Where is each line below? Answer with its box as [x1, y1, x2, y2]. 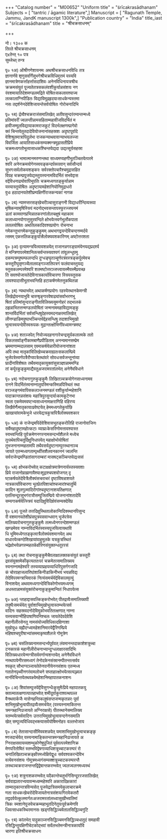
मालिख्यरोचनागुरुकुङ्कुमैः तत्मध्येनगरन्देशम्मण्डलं [5, 520, 80, 526]
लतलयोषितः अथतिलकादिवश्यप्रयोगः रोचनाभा [5, 222, 73, 228]
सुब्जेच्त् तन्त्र [5, 57, 25, 63]
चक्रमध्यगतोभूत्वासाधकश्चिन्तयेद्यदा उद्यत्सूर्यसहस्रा [5, 146, 83, 151]
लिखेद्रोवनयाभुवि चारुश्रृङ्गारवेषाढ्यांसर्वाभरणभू [5, 293, 75, 299]
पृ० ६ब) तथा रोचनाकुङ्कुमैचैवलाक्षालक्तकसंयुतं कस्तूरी [5, 552, 90, 558]
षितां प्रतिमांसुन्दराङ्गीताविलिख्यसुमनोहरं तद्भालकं [5, 299, 82, 305]
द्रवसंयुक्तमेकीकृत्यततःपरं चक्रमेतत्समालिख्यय [5, 558, 75, 564]
